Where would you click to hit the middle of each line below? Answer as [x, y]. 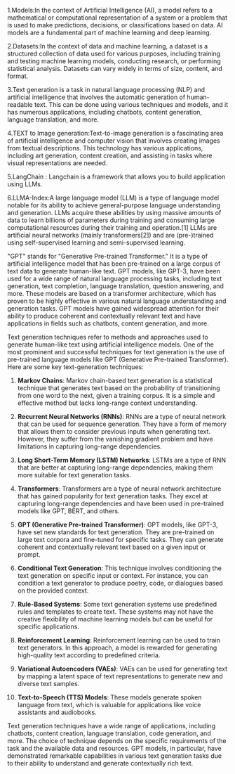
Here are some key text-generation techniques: [75, 367]
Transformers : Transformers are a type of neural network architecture [119, 489]
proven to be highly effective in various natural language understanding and [117, 301]
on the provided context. [53, 591]
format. [18, 76]
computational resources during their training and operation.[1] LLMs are [112, 227]
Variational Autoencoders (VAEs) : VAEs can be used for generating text [122, 669]
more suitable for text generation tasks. [74, 475]
